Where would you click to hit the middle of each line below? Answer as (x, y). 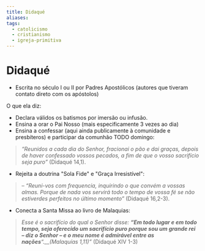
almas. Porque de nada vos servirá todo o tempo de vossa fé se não (108, 192)
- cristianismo (31, 35)
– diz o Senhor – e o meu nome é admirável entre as (88, 235)
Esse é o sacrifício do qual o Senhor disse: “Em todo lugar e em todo (109, 222)
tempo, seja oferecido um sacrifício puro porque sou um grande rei (108, 228)
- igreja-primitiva (37, 40)
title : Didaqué (26, 12)
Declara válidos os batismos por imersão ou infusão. (81, 117)
